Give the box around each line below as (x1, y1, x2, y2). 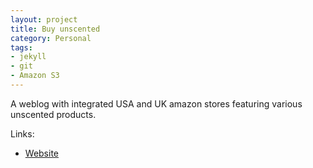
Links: (10, 127, 35, 140)
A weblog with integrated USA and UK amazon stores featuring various (10, 97, 303, 110)
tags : (10, 42, 33, 53)
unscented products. (10, 108, 97, 120)
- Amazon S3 (10, 71, 60, 81)
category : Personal (10, 33, 92, 43)
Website (24, 147, 60, 159)
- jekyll (10, 52, 47, 62)
